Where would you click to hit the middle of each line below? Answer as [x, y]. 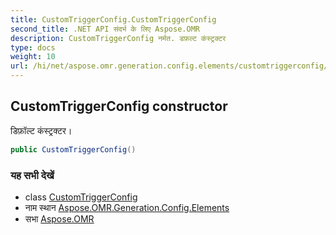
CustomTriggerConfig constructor [119, 106]
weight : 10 [33, 57]
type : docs [33, 47]
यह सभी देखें [32, 175]
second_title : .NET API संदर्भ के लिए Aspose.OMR [105, 29]
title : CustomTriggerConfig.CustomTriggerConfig [113, 19]
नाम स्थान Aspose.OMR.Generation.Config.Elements [127, 207]
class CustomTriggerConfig [81, 197]
